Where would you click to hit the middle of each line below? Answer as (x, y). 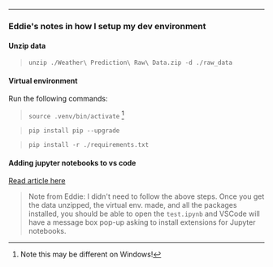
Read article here (37, 181)
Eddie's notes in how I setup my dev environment (107, 26)
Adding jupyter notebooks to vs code (72, 162)
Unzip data (27, 45)
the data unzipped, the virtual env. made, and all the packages (132, 205)
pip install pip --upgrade (74, 131)
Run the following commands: (58, 99)
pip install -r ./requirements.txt (89, 144)
